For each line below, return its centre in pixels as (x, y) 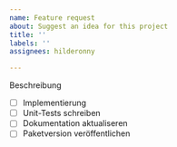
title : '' (28, 34)
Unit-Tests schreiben (62, 113)
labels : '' (30, 43)
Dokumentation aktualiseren (75, 123)
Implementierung (54, 103)
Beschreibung (35, 85)
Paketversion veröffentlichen (76, 133)
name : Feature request (52, 18)
